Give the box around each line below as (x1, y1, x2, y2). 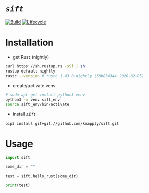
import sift (5, 155, 31, 160)
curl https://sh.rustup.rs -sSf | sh (5, 63, 85, 69)
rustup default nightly (5, 68, 56, 74)
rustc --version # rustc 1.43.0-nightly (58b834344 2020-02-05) (5, 73, 144, 78)
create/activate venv (12, 82, 56, 88)
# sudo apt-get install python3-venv (5, 92, 85, 98)
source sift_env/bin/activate (5, 102, 70, 107)
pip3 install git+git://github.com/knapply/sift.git (5, 121, 120, 126)
